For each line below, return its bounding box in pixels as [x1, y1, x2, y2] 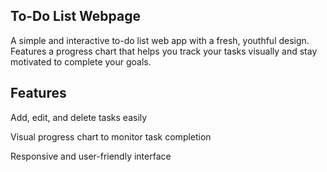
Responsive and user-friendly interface [10, 150, 172, 162]
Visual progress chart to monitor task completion [10, 130, 212, 143]
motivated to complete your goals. [10, 55, 152, 68]
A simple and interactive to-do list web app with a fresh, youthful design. [10, 34, 310, 46]
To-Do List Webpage [10, 8, 141, 25]
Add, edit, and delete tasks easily [10, 111, 148, 123]
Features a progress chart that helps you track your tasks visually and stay [10, 45, 318, 57]
